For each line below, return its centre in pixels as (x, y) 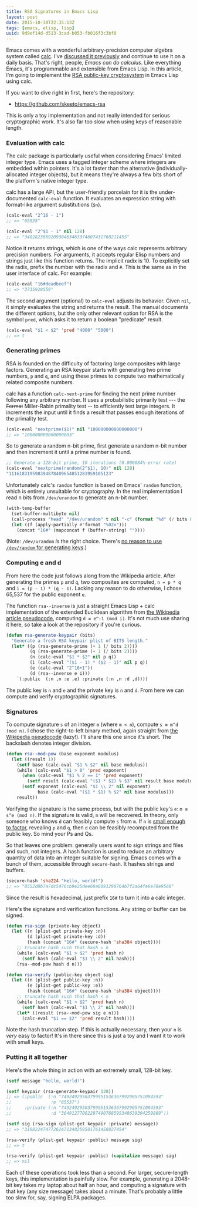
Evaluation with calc (35, 143)
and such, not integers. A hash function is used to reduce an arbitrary (90, 851)
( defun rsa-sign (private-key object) (53, 926)
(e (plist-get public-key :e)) (65, 986)
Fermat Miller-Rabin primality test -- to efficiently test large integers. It (91, 406)
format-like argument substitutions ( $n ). (54, 205)
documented (21, 199)
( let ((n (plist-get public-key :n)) (57, 980)
